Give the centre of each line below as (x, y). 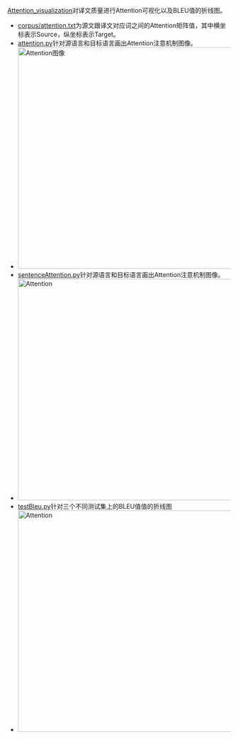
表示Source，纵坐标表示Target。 (72, 34)
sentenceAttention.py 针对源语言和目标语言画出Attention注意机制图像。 (121, 275)
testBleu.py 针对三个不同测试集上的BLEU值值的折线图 (95, 506)
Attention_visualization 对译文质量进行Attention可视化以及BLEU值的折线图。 (117, 10)
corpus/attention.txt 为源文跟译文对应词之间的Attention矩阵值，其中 (115, 26)
